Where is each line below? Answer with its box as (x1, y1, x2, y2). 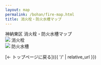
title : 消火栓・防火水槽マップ (5, 16, 62, 21)
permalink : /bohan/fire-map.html (5, 12, 75, 17)
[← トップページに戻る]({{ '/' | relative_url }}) (5, 54, 97, 60)
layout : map (5, 7, 30, 12)
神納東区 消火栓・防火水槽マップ (5, 31, 72, 37)
